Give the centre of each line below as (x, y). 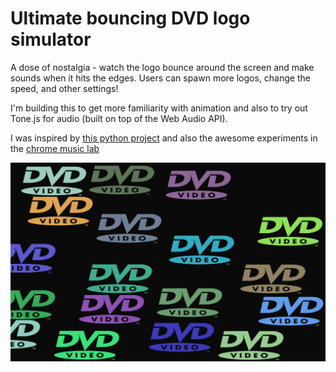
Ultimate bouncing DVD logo (130, 18)
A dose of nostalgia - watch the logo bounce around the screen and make (162, 67)
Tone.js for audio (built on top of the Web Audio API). (119, 118)
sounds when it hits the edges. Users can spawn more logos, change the (160, 78)
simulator (51, 39)
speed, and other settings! (64, 88)
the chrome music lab (55, 148)
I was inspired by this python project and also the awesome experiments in (164, 138)
